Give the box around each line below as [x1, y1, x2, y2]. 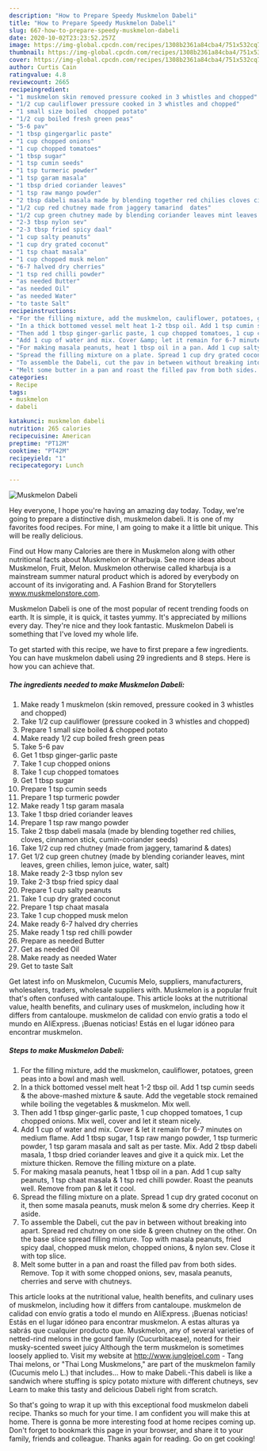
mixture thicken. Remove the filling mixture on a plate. [20, 1159, 196, 1168]
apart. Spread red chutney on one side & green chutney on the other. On [20, 1226, 257, 1236]
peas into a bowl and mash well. [20, 1074, 126, 1084]
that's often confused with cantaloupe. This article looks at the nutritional [9, 994, 248, 1003]
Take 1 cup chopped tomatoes [20, 767, 120, 777]
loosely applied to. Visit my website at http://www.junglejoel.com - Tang [9, 1351, 244, 1360]
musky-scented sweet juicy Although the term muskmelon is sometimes [9, 1343, 244, 1353]
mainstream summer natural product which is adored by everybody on [9, 572, 239, 581]
